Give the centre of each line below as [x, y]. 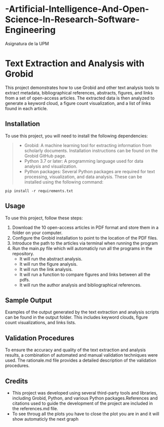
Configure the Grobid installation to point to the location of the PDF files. [85, 238]
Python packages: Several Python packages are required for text [90, 171]
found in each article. [26, 108]
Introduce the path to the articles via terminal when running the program [85, 243]
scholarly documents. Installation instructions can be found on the [91, 151]
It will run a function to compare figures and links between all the [85, 274]
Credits [17, 381]
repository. [23, 253]
